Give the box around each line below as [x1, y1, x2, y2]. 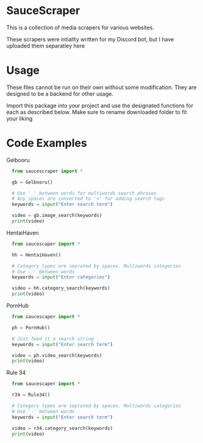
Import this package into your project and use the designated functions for [6, 102, 194, 109]
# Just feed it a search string [12, 336, 94, 342]
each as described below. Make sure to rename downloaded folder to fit [6, 108, 187, 116]
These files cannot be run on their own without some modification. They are [6, 83, 197, 91]
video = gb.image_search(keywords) [12, 213, 102, 219]
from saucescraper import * [12, 168, 84, 174]
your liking [6, 115, 33, 122]
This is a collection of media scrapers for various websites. [6, 24, 154, 31]
